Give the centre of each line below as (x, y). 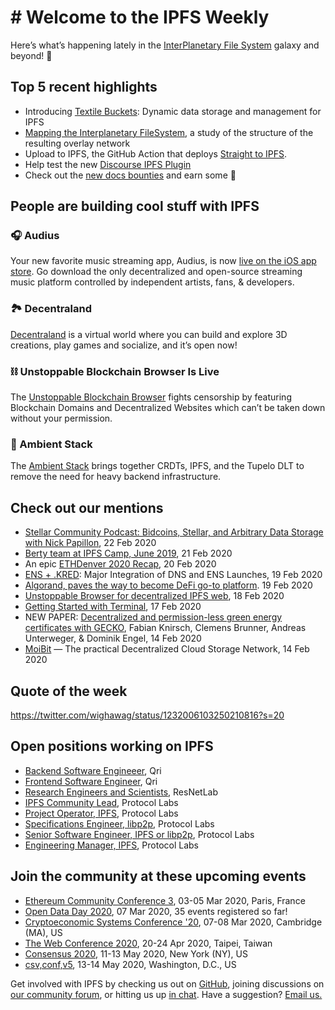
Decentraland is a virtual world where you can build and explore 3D (149, 334)
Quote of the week (69, 691)
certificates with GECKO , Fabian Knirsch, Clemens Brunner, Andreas (165, 628)
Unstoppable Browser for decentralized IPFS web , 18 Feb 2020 (154, 596)
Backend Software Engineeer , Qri (93, 770)
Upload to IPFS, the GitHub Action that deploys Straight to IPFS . (156, 153)
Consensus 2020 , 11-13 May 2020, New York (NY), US (136, 953)
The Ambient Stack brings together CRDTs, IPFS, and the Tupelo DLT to (157, 466)
